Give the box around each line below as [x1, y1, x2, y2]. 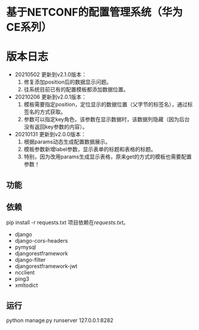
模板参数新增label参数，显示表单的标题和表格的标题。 [23, 146, 157, 153]
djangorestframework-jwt [14, 262, 78, 270]
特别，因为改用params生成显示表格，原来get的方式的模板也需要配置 [23, 153, 192, 160]
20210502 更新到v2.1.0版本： [14, 71, 87, 78]
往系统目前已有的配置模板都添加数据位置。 [23, 86, 129, 93]
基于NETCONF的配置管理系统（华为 [6, 5, 183, 19]
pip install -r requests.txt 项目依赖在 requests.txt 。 [6, 219, 129, 226]
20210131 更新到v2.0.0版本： [14, 131, 87, 138]
